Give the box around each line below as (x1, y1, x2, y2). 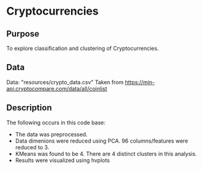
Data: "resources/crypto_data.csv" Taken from (6, 78, 124, 86)
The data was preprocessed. (15, 130, 88, 138)
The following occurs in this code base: (6, 119, 106, 126)
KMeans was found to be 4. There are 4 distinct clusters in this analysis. (15, 150, 197, 157)
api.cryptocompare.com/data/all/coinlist (6, 85, 108, 92)
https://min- (125, 78, 155, 86)
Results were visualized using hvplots (15, 157, 110, 164)
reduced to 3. (15, 143, 50, 151)
